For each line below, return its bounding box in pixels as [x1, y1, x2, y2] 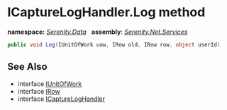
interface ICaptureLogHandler [17, 94, 105, 103]
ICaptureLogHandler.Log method [7, 4, 206, 20]
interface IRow [17, 87, 60, 95]
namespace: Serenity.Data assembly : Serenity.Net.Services [7, 28, 188, 36]
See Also [7, 61, 48, 73]
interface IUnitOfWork [17, 79, 82, 88]
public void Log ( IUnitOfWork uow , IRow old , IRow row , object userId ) [7, 41, 221, 48]
